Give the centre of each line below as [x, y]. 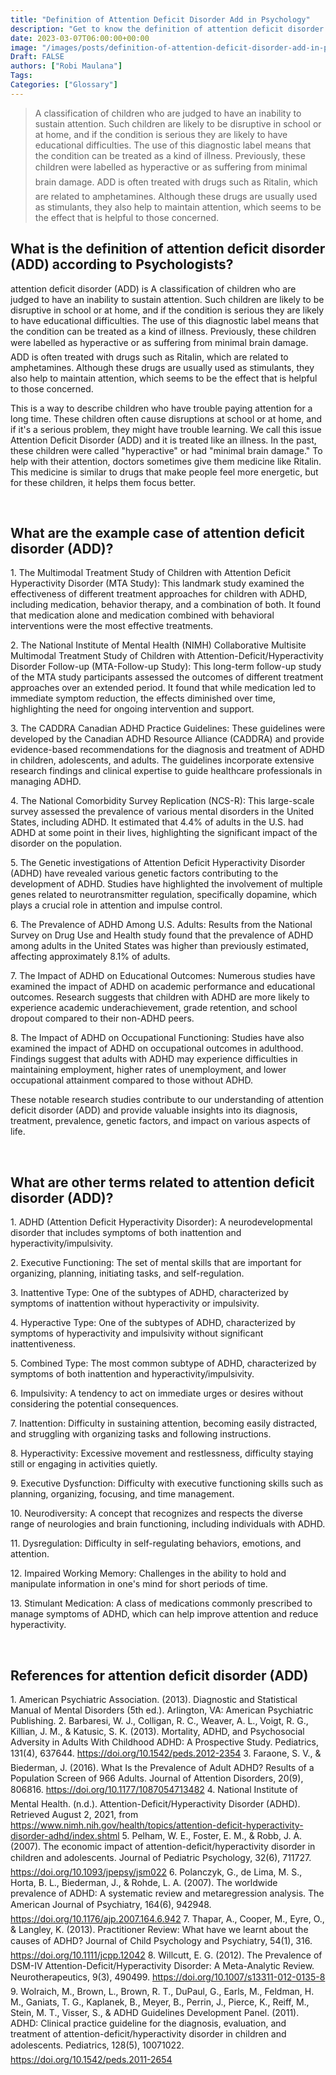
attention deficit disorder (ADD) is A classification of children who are [153, 288]
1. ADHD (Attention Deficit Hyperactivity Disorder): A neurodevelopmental [161, 1222]
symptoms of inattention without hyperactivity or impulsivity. [135, 1303]
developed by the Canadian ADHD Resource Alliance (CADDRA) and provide [167, 739]
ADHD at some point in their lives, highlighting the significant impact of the [164, 833]
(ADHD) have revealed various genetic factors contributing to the [144, 873]
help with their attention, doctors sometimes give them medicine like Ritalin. [166, 461]
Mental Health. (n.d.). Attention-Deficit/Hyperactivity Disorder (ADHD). [155, 1804]
